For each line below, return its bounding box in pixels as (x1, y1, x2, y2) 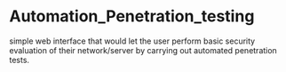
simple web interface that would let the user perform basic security (9, 36, 256, 46)
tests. (9, 54, 29, 65)
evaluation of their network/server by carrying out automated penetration (9, 44, 277, 55)
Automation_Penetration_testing (9, 6, 255, 27)
